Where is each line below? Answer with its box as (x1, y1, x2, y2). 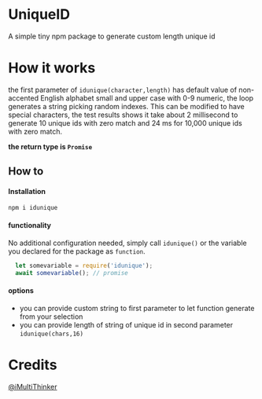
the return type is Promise (8, 141, 93, 151)
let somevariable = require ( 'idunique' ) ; (15, 262, 153, 269)
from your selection (19, 312, 83, 321)
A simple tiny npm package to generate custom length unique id (8, 31, 216, 41)
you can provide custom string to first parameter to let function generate (19, 303, 255, 313)
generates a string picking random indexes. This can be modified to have (8, 101, 245, 111)
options (8, 286, 34, 295)
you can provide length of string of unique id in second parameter (19, 320, 234, 329)
